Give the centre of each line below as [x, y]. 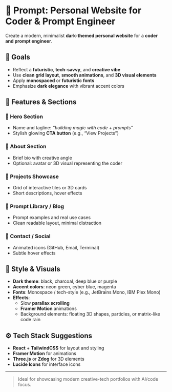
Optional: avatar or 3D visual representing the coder [68, 163]
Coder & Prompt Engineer [60, 21]
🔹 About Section [26, 147]
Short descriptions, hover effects [47, 193]
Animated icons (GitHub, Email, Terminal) [56, 247]
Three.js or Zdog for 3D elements [48, 359]
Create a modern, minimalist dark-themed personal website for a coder [82, 35]
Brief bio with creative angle [42, 158]
